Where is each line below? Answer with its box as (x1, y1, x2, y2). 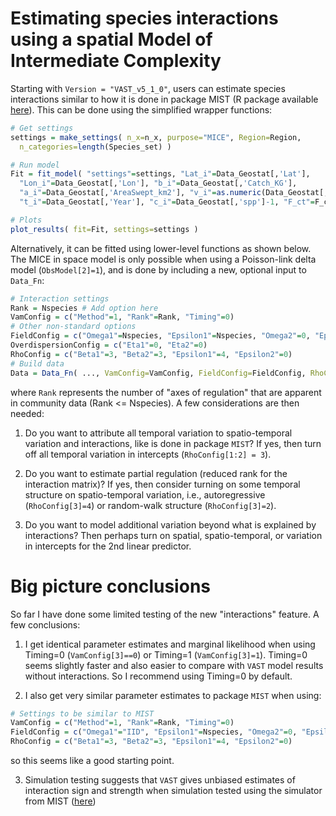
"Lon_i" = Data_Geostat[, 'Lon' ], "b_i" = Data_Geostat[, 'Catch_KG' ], (19, 178, 298, 189)
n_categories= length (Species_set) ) (19, 142, 172, 152)
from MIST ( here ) (24, 795, 97, 807)
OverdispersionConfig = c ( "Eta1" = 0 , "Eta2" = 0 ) (10, 340, 208, 351)
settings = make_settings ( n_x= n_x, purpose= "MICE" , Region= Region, (10, 132, 302, 142)
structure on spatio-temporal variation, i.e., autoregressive (24, 488, 266, 501)
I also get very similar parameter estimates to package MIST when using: (24, 689, 322, 701)
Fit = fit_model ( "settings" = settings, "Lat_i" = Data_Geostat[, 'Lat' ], (10, 169, 311, 179)
